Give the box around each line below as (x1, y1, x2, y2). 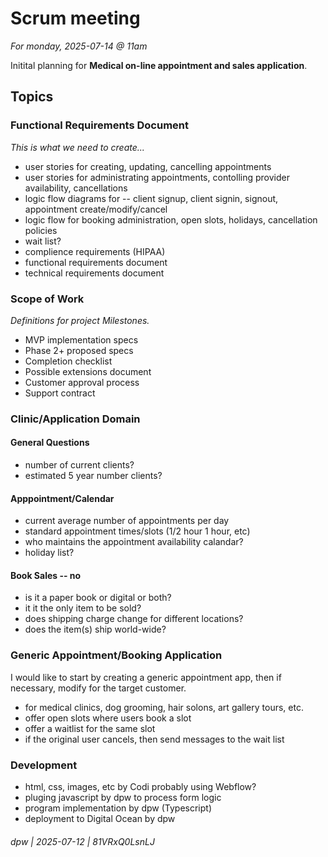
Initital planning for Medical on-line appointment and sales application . (10, 59, 308, 71)
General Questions (10, 437, 90, 449)
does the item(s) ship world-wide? (24, 623, 167, 636)
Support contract (24, 387, 96, 399)
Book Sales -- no (10, 569, 82, 581)
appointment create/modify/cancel (24, 203, 168, 215)
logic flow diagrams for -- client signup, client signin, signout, (24, 192, 279, 204)
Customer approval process (24, 376, 140, 388)
